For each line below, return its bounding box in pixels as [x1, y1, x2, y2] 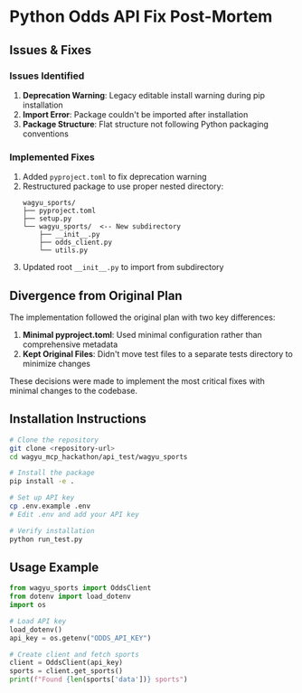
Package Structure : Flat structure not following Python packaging [22, 118, 269, 129]
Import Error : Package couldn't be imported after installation [22, 108, 249, 119]
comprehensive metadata [22, 339, 118, 350]
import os [9, 601, 47, 610]
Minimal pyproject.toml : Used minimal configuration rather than [22, 329, 262, 340]
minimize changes [22, 358, 90, 369]
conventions [22, 128, 70, 139]
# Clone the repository [9, 435, 99, 445]
